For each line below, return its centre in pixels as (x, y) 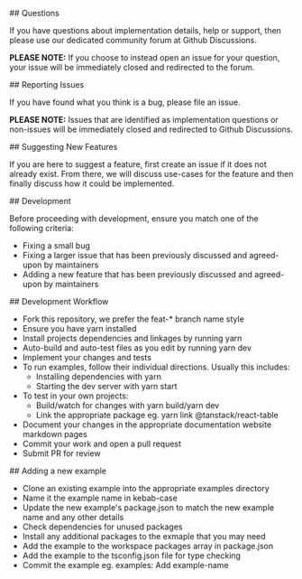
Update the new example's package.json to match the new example (148, 508)
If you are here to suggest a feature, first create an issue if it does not (138, 164)
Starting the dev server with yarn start (106, 386)
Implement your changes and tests (87, 357)
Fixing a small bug (56, 246)
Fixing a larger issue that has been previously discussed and (135, 255)
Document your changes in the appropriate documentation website (147, 425)
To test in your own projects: (75, 396)
